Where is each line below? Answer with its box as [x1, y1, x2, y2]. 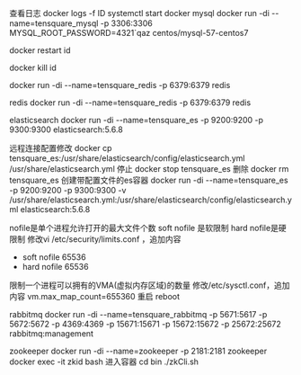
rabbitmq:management [9, 328, 94, 339]
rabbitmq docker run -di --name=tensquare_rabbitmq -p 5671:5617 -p [9, 309, 268, 319]
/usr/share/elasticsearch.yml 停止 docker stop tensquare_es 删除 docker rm [9, 164, 289, 174]
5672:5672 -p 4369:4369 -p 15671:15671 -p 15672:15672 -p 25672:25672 [9, 318, 281, 329]
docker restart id [9, 45, 71, 56]
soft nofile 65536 [22, 252, 87, 263]
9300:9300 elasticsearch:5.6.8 [9, 124, 123, 135]
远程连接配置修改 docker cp [9, 143, 112, 153]
